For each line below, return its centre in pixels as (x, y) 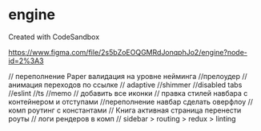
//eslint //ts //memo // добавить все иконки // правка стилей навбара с (128, 93)
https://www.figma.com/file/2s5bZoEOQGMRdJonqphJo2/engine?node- (128, 52)
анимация (25, 85)
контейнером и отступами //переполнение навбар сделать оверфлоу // (131, 101)
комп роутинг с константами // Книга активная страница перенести (125, 110)
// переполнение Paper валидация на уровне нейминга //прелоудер (124, 76)
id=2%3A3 (26, 61)
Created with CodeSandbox (54, 37)
